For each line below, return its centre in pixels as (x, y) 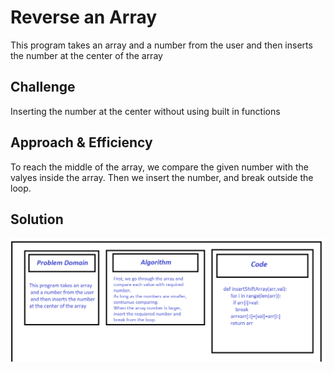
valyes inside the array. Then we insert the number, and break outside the (162, 177)
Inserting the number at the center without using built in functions (145, 111)
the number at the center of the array (86, 55)
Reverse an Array (84, 17)
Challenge (43, 87)
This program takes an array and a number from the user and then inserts (161, 45)
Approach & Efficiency (81, 142)
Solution (37, 219)
